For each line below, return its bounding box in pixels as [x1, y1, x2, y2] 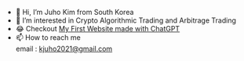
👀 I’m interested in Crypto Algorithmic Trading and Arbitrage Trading [15, 16, 237, 25]
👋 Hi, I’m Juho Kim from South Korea [15, 8, 134, 16]
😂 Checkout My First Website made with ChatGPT [15, 24, 180, 33]
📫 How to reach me [15, 33, 81, 42]
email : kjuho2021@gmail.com [15, 44, 113, 53]
